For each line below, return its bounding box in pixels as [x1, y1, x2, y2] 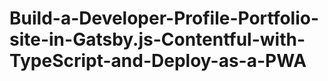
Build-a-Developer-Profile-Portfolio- [9, 7, 320, 30]
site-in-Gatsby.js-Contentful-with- [9, 28, 306, 51]
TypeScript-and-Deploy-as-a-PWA [9, 50, 307, 72]
